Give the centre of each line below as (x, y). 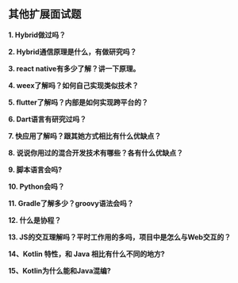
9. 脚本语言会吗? (35, 170)
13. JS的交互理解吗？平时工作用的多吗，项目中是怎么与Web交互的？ (120, 237)
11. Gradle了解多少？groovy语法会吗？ (71, 203)
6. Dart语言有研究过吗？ (48, 119)
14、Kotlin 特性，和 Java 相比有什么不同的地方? (86, 254)
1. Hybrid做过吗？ (37, 35)
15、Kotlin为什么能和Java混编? (59, 270)
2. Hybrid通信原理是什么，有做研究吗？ (73, 52)
